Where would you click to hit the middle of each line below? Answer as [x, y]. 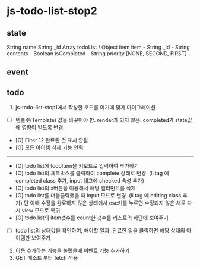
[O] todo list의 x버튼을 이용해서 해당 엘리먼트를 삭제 [75, 188]
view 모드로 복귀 [41, 211]
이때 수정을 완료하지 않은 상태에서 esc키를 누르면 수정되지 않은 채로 [108, 203]
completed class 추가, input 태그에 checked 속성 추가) [80, 181]
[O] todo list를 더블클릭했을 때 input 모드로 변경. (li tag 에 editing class [98, 196]
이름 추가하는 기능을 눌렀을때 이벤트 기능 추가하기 [72, 250]
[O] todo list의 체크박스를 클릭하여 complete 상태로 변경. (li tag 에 [92, 173]
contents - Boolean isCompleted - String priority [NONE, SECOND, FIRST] [97, 54]
